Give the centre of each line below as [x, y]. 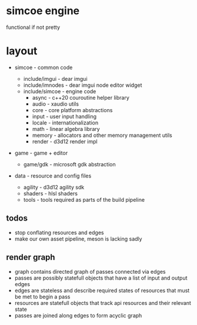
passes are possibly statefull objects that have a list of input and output [101, 278]
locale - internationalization [65, 123]
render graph [31, 257]
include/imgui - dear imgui [55, 78]
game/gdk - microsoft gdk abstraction [69, 164]
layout [22, 51]
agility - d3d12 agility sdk [54, 187]
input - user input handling [64, 116]
